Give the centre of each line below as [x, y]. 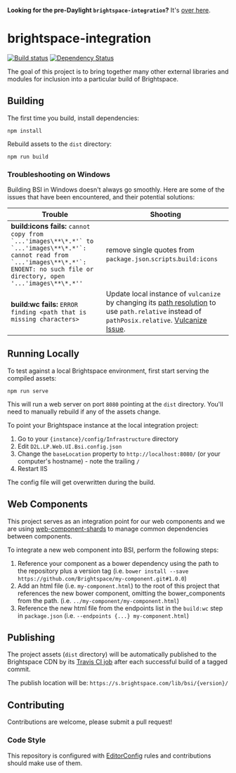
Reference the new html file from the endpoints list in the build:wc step [120, 608]
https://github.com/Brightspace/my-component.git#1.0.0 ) [102, 578]
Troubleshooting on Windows [59, 174]
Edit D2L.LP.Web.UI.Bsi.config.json [70, 446]
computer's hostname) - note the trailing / [79, 461]
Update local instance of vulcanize [163, 294]
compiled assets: [32, 378]
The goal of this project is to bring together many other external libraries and [118, 71]
